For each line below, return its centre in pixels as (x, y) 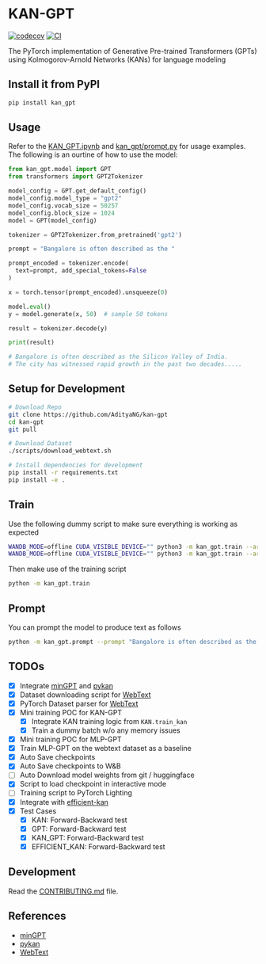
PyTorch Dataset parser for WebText (79, 703)
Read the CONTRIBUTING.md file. (63, 891)
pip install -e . (37, 480)
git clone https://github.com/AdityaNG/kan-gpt (88, 414)
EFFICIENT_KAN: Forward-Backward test (98, 846)
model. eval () (30, 307)
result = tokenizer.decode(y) (58, 328)
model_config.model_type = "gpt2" (65, 199)
